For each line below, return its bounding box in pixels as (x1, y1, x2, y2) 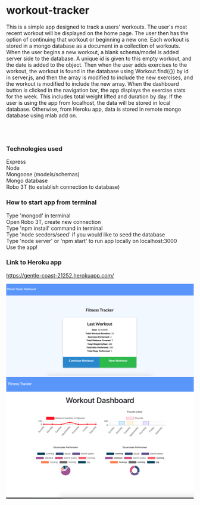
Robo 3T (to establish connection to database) (6, 183, 120, 191)
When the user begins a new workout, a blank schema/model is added (6, 48, 179, 55)
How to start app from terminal (6, 198, 97, 207)
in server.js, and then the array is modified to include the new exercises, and (6, 74, 193, 81)
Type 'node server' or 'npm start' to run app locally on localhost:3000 (6, 237, 177, 244)
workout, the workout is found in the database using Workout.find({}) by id (6, 67, 189, 74)
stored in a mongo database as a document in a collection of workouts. (6, 42, 180, 49)
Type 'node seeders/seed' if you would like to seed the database (6, 230, 165, 238)
